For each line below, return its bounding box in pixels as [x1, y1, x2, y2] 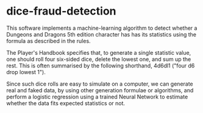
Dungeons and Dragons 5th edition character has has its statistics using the [6, 30, 197, 38]
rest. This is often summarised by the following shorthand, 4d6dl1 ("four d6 [6, 62, 195, 69]
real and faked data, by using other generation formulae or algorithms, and [6, 86, 194, 94]
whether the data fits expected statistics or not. [6, 99, 126, 107]
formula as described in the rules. [6, 37, 91, 44]
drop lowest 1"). [6, 68, 46, 75]
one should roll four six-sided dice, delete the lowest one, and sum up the [6, 55, 191, 63]
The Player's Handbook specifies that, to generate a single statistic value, [6, 49, 191, 56]
